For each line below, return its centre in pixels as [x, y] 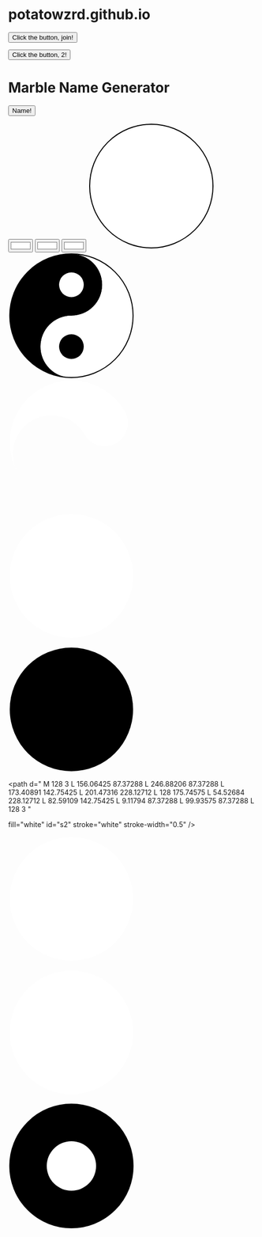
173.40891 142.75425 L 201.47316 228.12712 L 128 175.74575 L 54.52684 [127, 792]
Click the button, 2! [39, 54]
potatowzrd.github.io [80, 15]
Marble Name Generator [89, 88]
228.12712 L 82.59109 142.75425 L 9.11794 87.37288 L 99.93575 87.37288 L [131, 800]
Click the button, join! [43, 37]
